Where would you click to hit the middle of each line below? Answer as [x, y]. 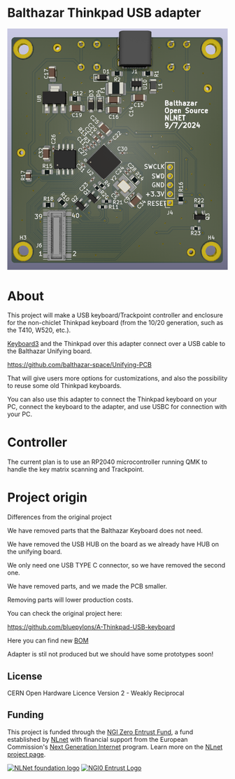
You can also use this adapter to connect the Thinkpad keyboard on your [112, 399]
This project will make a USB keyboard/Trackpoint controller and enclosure [115, 315]
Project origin [47, 498]
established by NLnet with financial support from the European [98, 739]
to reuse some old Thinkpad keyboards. [65, 386]
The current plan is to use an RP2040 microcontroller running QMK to [107, 462]
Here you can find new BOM [48, 641]
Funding [26, 715]
